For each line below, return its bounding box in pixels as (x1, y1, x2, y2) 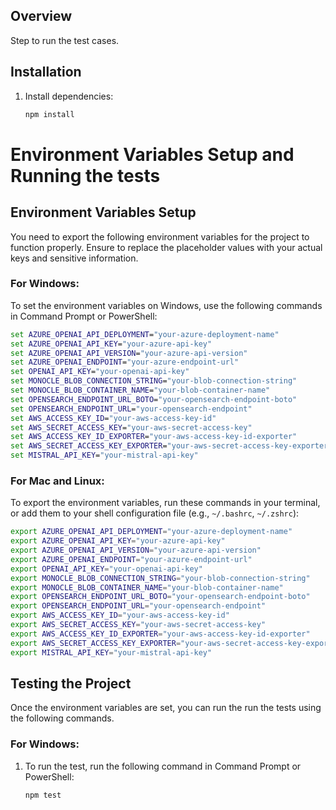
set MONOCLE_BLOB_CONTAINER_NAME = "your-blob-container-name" (10, 385, 271, 396)
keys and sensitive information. (10, 252, 139, 264)
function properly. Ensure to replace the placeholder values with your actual (10, 241, 323, 253)
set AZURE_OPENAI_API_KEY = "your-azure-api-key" (10, 339, 213, 349)
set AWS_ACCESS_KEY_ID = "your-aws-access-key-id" (10, 413, 217, 423)
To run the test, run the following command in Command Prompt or (24, 760, 302, 772)
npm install (24, 109, 75, 119)
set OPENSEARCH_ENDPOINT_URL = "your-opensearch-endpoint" (10, 404, 253, 414)
